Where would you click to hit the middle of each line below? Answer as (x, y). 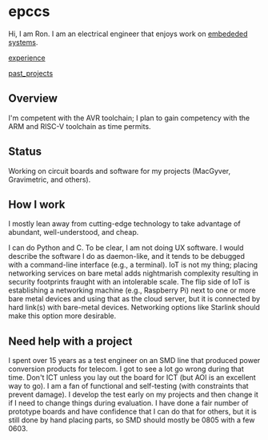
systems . (23, 42)
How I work (37, 204)
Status (25, 152)
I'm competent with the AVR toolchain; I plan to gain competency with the (129, 118)
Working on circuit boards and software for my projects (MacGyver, (120, 171)
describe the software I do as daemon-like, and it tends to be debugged (127, 256)
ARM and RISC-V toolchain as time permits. (80, 126)
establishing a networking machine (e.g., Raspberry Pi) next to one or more (132, 290)
